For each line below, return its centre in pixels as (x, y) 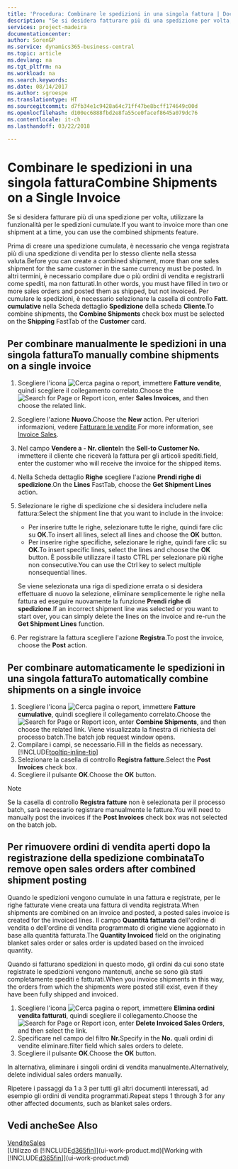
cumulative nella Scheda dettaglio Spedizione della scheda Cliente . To (111, 307)
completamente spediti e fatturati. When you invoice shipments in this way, (116, 979)
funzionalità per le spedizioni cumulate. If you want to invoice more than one (118, 225)
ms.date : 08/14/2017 (38, 87)
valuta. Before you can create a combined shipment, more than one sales (113, 261)
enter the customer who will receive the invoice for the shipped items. (119, 463)
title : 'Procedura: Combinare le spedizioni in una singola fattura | (114, 14)
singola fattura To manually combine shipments (113, 355)
